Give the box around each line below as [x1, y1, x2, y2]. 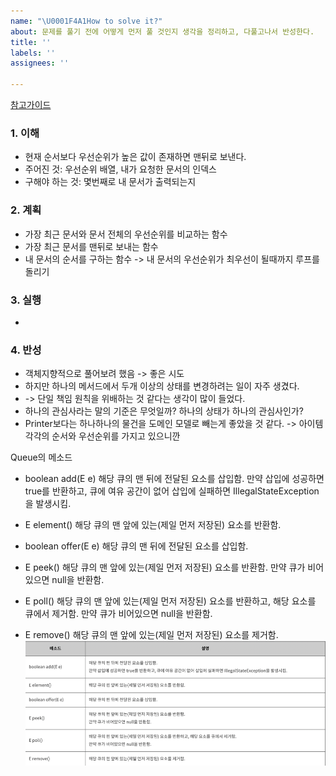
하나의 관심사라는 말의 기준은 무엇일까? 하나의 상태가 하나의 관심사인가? [24, 405, 304, 417]
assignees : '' [10, 58, 70, 69]
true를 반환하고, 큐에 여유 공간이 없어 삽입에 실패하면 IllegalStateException [24, 485, 320, 497]
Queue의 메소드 [10, 451, 73, 464]
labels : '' [10, 48, 56, 58]
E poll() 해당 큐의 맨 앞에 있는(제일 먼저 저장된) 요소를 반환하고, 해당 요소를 [24, 595, 317, 607]
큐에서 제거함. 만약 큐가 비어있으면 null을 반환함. [24, 608, 213, 620]
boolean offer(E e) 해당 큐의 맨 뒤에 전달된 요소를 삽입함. [24, 540, 249, 552]
